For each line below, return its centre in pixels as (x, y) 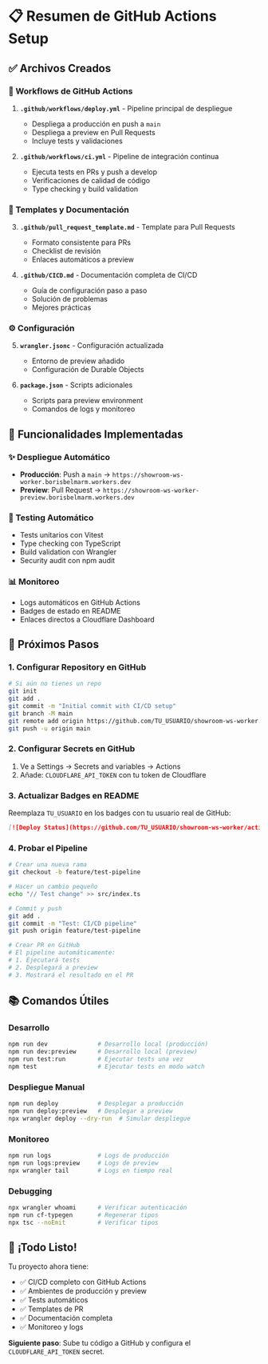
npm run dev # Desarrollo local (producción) (108, 1044)
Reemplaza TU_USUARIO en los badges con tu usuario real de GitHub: (120, 813)
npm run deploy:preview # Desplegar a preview (91, 1111)
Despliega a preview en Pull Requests (93, 132)
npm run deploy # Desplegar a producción (96, 1104)
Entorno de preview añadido (78, 361)
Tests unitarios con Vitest (61, 535)
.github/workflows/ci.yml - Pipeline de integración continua (119, 156)
